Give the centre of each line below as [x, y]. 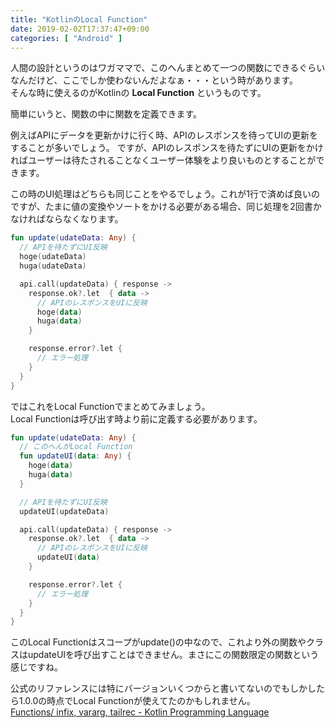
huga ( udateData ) [53, 266]
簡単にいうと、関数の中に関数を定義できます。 [106, 114]
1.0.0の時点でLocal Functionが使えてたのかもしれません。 [137, 701]
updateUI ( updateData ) [64, 511]
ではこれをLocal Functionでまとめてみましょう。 [110, 406]
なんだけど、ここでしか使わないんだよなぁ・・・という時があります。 [154, 80]
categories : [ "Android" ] [66, 38]
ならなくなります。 [84, 219]
